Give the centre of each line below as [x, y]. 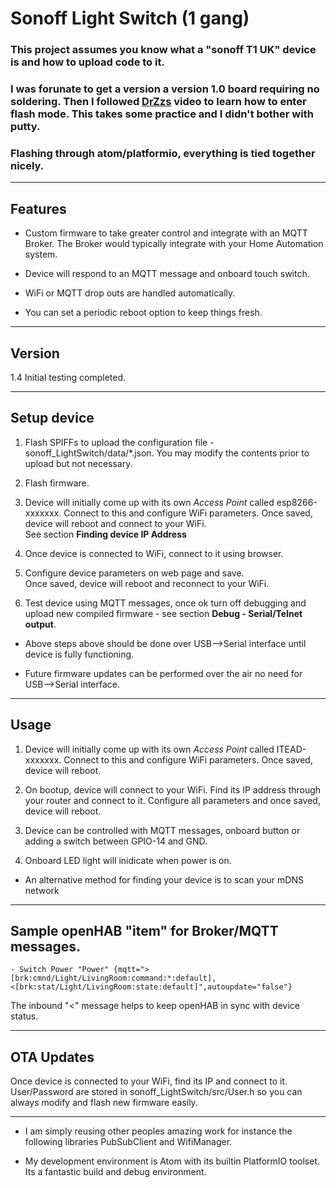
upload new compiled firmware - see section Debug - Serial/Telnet [163, 613]
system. [41, 254]
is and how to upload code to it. [87, 62]
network [42, 890]
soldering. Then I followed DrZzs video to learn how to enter [158, 102]
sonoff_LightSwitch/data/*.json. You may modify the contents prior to [167, 453]
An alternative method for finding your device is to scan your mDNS [164, 879]
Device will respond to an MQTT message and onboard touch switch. [167, 274]
